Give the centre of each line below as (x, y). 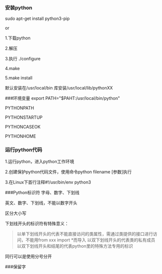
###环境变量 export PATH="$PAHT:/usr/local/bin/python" (63, 98)
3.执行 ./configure (23, 59)
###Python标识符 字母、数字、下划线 (42, 192)
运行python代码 (24, 150)
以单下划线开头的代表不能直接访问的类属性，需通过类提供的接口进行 (85, 234)
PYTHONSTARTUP (24, 117)
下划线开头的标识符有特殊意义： (37, 223)
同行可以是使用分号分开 (28, 256)
